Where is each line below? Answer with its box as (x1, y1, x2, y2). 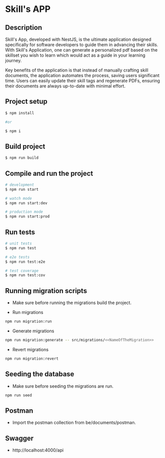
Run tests (5, 228, 35, 236)
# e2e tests (5, 254, 30, 259)
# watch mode (5, 196, 32, 201)
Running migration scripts (5, 287, 87, 295)
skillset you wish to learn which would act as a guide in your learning (5, 52, 146, 58)
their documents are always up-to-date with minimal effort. (5, 83, 125, 89)
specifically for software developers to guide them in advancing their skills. (5, 42, 159, 48)
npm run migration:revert (5, 356, 58, 361)
